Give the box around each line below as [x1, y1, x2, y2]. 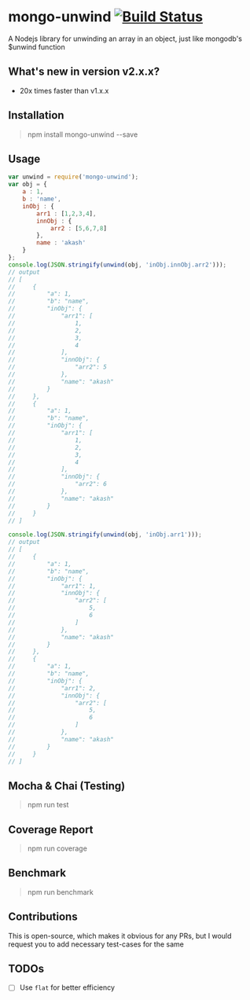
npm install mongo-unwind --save [27, 130, 138, 139]
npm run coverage [27, 844, 88, 853]
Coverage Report [8, 822, 94, 836]
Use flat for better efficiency [19, 983, 116, 992]
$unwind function [8, 42, 65, 51]
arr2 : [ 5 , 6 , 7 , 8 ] [50, 224, 108, 232]
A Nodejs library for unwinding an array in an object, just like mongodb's [8, 34, 242, 43]
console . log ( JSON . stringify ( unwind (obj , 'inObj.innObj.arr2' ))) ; [8, 260, 226, 269]
